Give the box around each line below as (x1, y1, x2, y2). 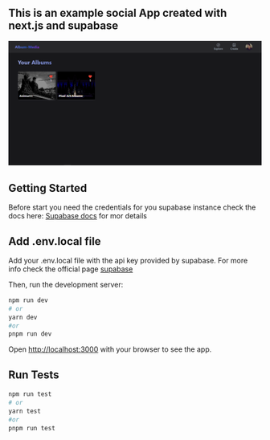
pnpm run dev (8, 330, 52, 338)
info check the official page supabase (8, 264, 133, 274)
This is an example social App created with (8, 6, 227, 20)
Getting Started (8, 181, 88, 195)
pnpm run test (8, 424, 56, 432)
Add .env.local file (8, 234, 102, 248)
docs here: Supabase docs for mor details (8, 211, 147, 221)
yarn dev (8, 313, 38, 321)
